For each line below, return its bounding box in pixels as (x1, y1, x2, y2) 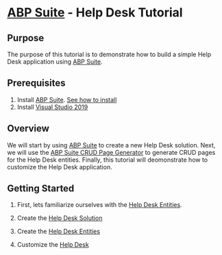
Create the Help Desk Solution (16, 214, 103, 222)
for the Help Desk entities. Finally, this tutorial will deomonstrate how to (7, 156, 208, 164)
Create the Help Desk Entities (16, 228, 101, 236)
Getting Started (7, 183, 75, 195)
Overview (7, 123, 50, 134)
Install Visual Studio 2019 (16, 103, 88, 111)
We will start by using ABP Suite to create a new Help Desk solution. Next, (7, 141, 216, 149)
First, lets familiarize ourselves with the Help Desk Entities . (16, 201, 183, 209)
